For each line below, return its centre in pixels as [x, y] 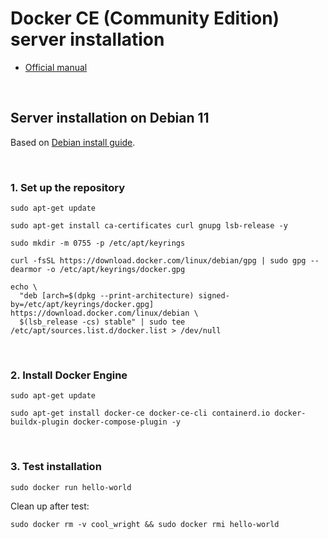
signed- [214, 296]
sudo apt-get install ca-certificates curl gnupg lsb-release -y [149, 226]
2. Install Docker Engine [69, 375]
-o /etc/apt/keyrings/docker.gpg [116, 270]
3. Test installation [56, 467]
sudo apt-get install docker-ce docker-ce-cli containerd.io [140, 413]
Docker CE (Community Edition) [145, 18]
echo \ [24, 287]
